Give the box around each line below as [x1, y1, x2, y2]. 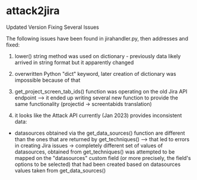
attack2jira [6, 4, 60, 18]
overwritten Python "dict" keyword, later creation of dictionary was [14, 70, 176, 77]
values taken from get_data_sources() [14, 166, 106, 174]
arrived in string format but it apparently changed [14, 59, 134, 66]
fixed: [6, 41, 20, 48]
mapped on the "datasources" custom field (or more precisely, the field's [14, 154, 191, 161]
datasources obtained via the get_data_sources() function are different [14, 129, 185, 136]
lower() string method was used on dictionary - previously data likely [14, 52, 181, 59]
